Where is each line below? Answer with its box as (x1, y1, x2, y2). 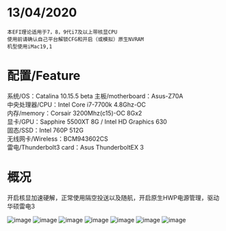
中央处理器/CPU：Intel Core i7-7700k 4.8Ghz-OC (7, 100, 146, 109)
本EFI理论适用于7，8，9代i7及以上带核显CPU (7, 29, 118, 36)
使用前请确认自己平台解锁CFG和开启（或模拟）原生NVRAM (7, 36, 144, 42)
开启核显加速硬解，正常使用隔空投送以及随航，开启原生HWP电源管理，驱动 (7, 193, 220, 202)
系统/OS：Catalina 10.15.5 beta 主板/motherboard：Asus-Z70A (7, 92, 184, 100)
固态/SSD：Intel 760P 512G (7, 126, 84, 134)
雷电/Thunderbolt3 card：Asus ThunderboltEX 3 (7, 143, 144, 151)
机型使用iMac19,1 (7, 43, 53, 50)
